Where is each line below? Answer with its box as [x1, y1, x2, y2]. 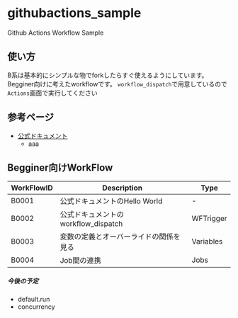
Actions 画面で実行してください [7, 89, 98, 97]
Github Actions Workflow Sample [7, 28, 104, 37]
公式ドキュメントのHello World [59, 196, 163, 206]
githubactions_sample [7, 5, 142, 21]
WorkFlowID [11, 183, 53, 193]
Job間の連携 [59, 256, 101, 266]
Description [102, 183, 143, 193]
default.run [17, 295, 50, 304]
